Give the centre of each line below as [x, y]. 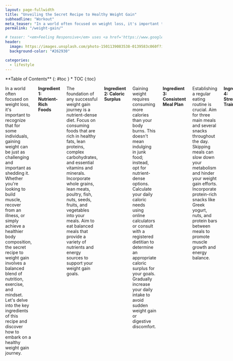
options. [141, 184]
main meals [204, 120]
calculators [144, 221]
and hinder [204, 173]
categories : [17, 60]
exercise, [14, 284]
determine [143, 247]
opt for [139, 168]
